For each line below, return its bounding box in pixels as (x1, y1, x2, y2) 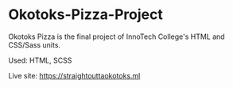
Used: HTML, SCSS (8, 55, 72, 65)
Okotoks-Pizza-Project (8, 6, 163, 24)
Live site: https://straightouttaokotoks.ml (8, 71, 141, 80)
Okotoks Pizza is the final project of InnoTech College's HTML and (8, 32, 225, 41)
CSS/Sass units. (8, 40, 61, 49)
